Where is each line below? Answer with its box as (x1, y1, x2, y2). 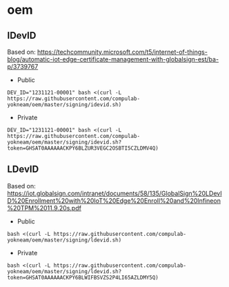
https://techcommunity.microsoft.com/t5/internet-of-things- (37, 48, 208, 56)
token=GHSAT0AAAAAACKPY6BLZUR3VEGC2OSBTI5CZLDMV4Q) (7, 145, 159, 152)
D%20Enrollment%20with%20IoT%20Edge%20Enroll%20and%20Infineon (7, 196, 221, 205)
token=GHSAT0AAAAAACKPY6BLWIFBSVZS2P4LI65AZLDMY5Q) (7, 274, 159, 281)
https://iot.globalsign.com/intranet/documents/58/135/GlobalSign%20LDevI (7, 189, 222, 197)
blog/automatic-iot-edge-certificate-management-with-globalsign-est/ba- (7, 55, 219, 63)
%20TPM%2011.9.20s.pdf (7, 204, 81, 212)
